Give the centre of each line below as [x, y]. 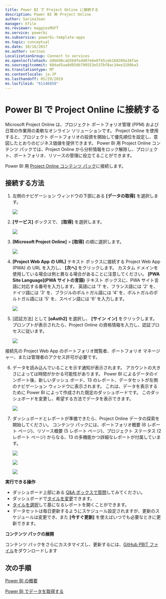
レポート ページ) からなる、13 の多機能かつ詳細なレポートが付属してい [84, 437]
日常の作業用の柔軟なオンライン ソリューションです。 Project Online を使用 [82, 131]
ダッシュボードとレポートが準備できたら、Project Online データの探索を [86, 419]
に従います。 [34, 331]
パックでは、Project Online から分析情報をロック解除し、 [78, 149]
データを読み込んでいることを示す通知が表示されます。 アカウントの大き [86, 368]
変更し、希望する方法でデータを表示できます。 [86, 399]
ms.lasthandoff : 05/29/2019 [34, 79]
